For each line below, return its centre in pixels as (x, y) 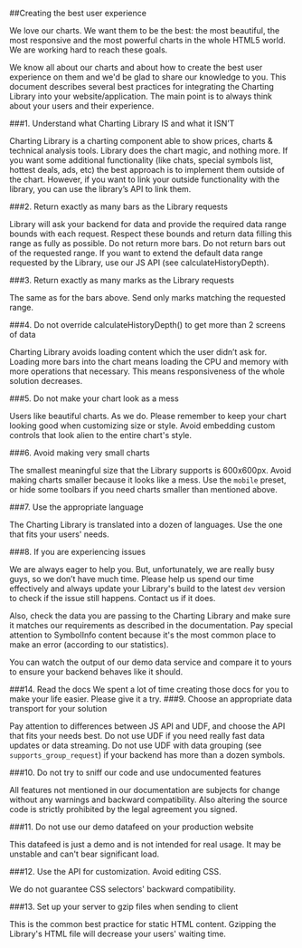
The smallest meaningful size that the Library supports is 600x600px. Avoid (151, 470)
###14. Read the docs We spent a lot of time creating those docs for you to (149, 689)
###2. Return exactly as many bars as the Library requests (119, 206)
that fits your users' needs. (60, 534)
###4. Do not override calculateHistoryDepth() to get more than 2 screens (148, 325)
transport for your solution (58, 709)
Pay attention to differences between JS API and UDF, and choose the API (147, 726)
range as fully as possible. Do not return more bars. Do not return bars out (147, 243)
